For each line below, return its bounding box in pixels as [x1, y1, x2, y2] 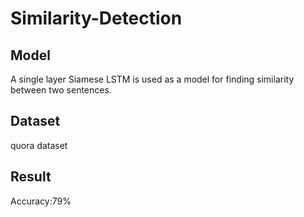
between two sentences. [10, 84, 112, 96]
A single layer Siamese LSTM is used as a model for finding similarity [10, 73, 295, 85]
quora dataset [10, 139, 68, 151]
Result [10, 168, 52, 186]
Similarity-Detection [10, 7, 183, 30]
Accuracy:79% [10, 195, 72, 207]
